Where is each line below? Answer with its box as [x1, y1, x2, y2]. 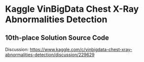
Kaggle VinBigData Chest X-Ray [5, 3, 139, 15]
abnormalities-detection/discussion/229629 [5, 52, 95, 58]
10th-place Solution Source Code [5, 33, 109, 42]
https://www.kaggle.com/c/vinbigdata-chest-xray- [29, 47, 132, 52]
